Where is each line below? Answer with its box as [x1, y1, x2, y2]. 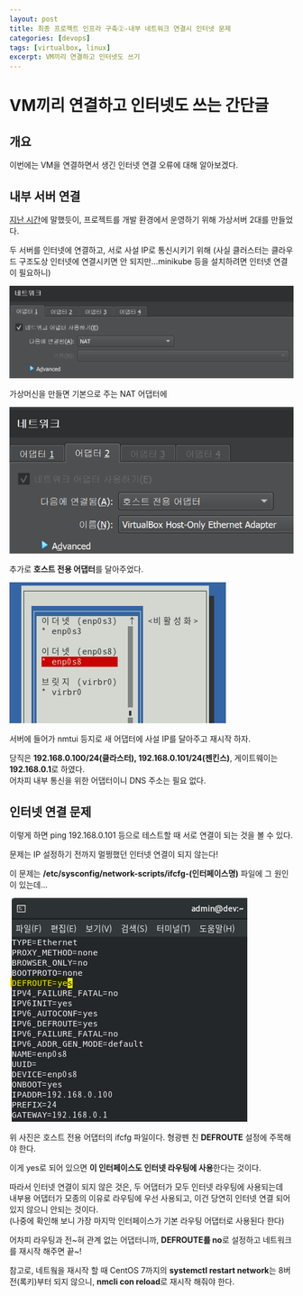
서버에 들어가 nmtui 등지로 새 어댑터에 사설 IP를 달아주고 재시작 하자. [9, 733, 251, 744]
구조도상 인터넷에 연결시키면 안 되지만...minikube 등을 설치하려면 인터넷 [18, 255, 272, 266]
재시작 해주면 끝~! [18, 1245, 83, 1257]
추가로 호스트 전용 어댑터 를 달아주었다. [9, 564, 144, 574]
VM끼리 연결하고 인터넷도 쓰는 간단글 [9, 96, 269, 116]
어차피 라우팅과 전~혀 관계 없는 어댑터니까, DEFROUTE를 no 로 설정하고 [9, 1235, 262, 1245]
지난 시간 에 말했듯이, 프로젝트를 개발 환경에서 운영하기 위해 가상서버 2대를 [9, 214, 270, 225]
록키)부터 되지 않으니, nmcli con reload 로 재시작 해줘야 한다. [19, 1276, 235, 1287]
